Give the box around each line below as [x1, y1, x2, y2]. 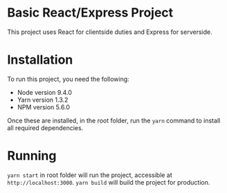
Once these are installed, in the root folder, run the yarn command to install [7, 116, 221, 125]
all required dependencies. [7, 123, 84, 132]
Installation [7, 52, 73, 68]
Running [7, 148, 57, 164]
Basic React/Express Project [7, 5, 174, 21]
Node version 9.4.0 [17, 88, 73, 96]
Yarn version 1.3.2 [17, 95, 69, 104]
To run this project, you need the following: [7, 75, 129, 83]
